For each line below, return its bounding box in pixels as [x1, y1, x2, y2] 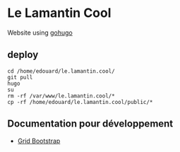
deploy [7, 49, 39, 61]
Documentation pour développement [7, 118, 174, 130]
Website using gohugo [7, 28, 73, 37]
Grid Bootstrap [17, 136, 61, 145]
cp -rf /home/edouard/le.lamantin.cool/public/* [7, 98, 153, 105]
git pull [7, 74, 33, 81]
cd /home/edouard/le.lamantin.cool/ [7, 67, 115, 75]
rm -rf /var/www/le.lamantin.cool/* [7, 92, 115, 100]
